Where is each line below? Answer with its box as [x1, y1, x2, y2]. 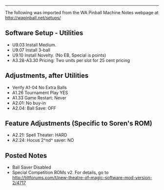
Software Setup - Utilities [5, 29, 83, 37]
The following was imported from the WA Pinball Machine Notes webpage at [5, 10, 159, 15]
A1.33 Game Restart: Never [12, 95, 67, 100]
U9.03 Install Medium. [12, 42, 57, 48]
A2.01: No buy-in [12, 100, 46, 106]
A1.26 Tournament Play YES [12, 90, 68, 95]
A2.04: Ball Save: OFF [12, 105, 56, 111]
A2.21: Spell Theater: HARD [12, 132, 67, 138]
